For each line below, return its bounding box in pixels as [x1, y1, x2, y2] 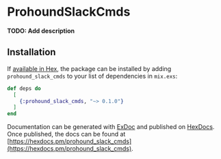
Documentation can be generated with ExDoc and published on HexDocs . [7, 123, 215, 131]
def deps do [7, 85, 41, 92]
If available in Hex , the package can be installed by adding [7, 64, 172, 72]
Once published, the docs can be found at [7, 130, 126, 139]
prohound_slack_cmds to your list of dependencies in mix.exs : [7, 72, 178, 80]
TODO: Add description [7, 27, 75, 35]
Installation [7, 46, 56, 58]
